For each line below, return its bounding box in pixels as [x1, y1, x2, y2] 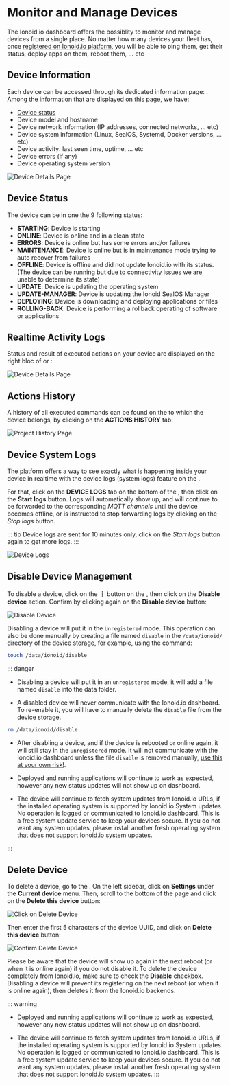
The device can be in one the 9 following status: [7, 211, 142, 219]
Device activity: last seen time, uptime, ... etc [16, 144, 144, 152]
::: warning [7, 1000, 38, 1008]
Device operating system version [16, 159, 111, 168]
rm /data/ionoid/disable [7, 726, 78, 733]
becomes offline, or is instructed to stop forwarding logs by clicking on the [7, 510, 218, 518]
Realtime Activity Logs [7, 331, 106, 343]
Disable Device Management [7, 571, 132, 582]
